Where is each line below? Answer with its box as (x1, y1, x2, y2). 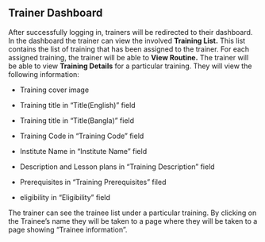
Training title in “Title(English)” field (19, 100, 136, 109)
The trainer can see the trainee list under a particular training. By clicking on (8, 208, 257, 217)
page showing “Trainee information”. (8, 225, 128, 234)
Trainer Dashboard (8, 6, 103, 20)
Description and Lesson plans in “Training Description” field (19, 162, 216, 171)
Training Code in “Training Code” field (19, 131, 144, 140)
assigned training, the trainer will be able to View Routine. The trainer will (8, 52, 249, 62)
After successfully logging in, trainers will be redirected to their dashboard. (8, 27, 253, 36)
